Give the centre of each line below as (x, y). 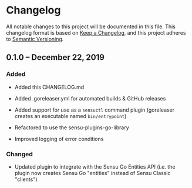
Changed (20, 154)
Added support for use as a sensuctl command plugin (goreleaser (95, 110)
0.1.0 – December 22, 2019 (55, 57)
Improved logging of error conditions (59, 139)
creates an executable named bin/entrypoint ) (70, 116)
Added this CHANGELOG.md (49, 87)
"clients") (26, 179)
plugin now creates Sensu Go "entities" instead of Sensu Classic (93, 173)
